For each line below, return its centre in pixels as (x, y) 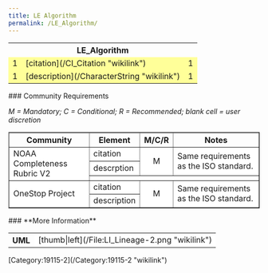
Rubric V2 (32, 173)
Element (114, 140)
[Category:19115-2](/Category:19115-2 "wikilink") (88, 259)
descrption (113, 168)
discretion (25, 120)
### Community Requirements (59, 96)
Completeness (40, 163)
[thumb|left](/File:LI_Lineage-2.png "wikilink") (125, 239)
